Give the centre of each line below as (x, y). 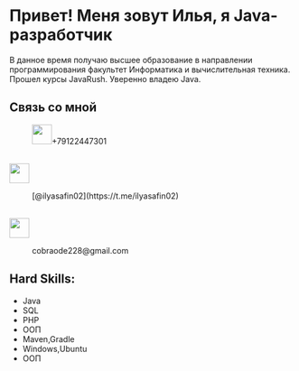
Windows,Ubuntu (55, 348)
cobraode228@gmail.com (80, 250)
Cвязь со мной (53, 108)
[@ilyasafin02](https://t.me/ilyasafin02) (105, 196)
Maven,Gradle (48, 339)
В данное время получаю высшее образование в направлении (131, 60)
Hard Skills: (42, 279)
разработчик (61, 35)
